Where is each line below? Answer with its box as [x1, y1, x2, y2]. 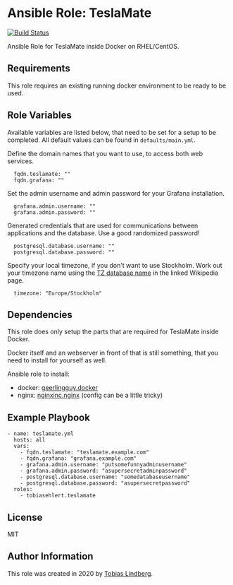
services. [7, 157, 34, 165]
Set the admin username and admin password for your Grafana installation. [7, 189, 225, 197]
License [7, 511, 43, 524]
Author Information [7, 550, 94, 562]
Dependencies [7, 309, 73, 321]
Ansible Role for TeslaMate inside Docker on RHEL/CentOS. [7, 42, 180, 50]
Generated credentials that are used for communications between [7, 221, 199, 230]
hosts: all [13, 437, 46, 444]
